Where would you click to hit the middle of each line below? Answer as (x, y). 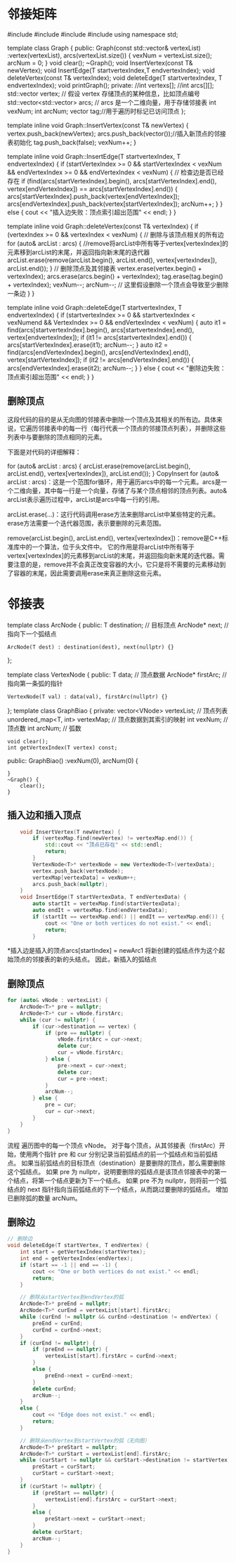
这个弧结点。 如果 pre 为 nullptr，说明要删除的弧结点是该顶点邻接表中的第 (114, 1171)
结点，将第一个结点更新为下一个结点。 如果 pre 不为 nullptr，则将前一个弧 (120, 1180)
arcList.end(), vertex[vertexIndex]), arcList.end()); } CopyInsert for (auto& (113, 473)
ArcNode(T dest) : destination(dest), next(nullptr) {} (91, 647)
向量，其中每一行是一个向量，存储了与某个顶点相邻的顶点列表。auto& (126, 490)
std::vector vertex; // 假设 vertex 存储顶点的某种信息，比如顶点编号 (104, 93)
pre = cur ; (61, 1105)
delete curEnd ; (55, 1388)
